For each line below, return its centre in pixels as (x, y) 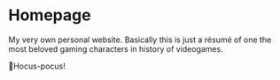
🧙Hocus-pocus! (37, 66)
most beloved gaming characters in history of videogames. (116, 48)
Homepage (50, 15)
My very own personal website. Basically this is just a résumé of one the (140, 40)
